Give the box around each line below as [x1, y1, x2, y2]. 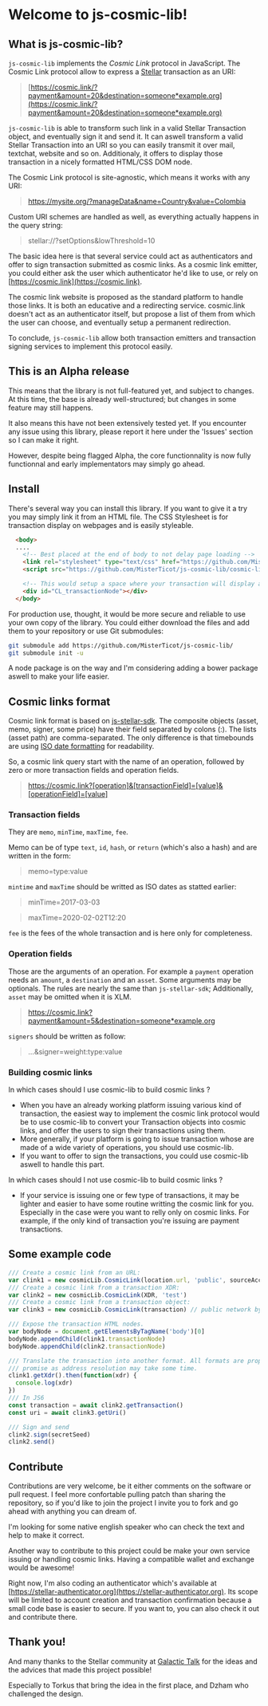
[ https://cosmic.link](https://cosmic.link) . [8, 277, 142, 286]
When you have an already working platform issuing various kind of [19, 1101, 242, 1110]
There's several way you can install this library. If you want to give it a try [8, 503, 248, 513]
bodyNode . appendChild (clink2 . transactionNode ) [8, 1342, 166, 1350]
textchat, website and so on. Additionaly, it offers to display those [8, 149, 223, 158]
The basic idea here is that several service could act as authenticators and [8, 251, 253, 261]
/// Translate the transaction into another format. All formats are [8, 1357, 245, 1365]
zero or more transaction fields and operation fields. [8, 766, 179, 775]
